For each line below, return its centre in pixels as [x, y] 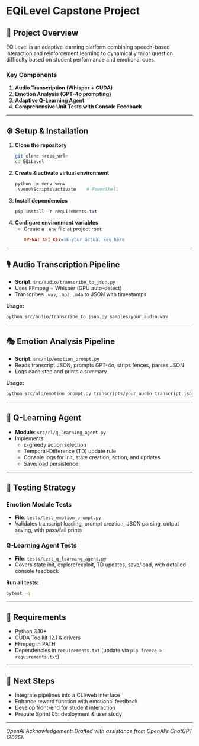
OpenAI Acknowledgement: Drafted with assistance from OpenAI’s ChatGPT [99, 731]
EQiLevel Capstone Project [73, 11]
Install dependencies [41, 200]
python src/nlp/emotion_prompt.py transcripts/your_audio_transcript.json [100, 393]
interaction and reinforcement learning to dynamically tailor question [90, 53]
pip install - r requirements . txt [56, 212]
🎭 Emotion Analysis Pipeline [61, 342]
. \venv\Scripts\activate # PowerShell [67, 189]
